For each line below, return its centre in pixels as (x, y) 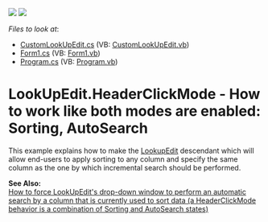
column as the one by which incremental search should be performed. (125, 167)
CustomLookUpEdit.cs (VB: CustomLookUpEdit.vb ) (105, 45)
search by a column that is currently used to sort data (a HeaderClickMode (132, 200)
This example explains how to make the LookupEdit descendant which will (132, 150)
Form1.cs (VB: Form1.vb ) (60, 53)
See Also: (25, 183)
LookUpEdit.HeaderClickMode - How (134, 95)
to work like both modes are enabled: (135, 111)
